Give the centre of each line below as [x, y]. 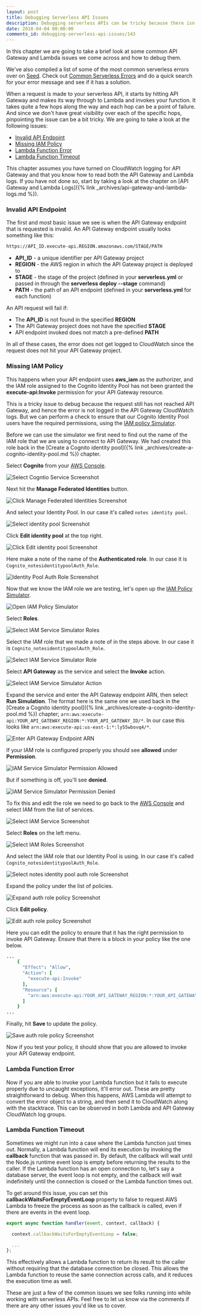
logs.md [16, 194]
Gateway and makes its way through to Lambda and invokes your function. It [101, 101]
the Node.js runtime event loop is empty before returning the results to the [98, 1162]
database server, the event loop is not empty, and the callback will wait [94, 1175]
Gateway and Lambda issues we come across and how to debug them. [94, 58]
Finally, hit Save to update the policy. [52, 1024]
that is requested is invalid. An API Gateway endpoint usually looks [89, 229]
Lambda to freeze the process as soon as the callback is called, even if [94, 1205]
